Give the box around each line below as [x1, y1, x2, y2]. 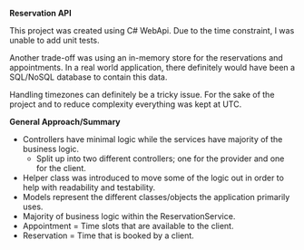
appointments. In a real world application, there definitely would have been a [9, 62, 296, 72]
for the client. [35, 163, 86, 173]
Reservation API [9, 8, 72, 18]
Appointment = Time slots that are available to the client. [22, 221, 234, 231]
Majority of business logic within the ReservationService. [22, 211, 236, 221]
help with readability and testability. [22, 182, 156, 193]
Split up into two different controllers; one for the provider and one [35, 153, 285, 164]
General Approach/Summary [9, 117, 121, 127]
